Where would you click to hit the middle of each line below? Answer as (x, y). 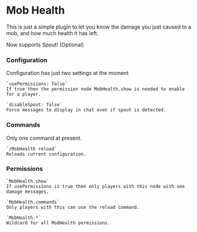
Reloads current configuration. (46, 154)
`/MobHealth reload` (32, 149)
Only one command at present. (44, 138)
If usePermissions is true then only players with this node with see (96, 186)
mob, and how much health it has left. (52, 33)
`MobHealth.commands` (33, 202)
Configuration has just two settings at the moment (68, 73)
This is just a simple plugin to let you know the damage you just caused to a (99, 27)
